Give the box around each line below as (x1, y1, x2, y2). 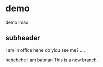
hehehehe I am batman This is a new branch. (5, 57, 98, 63)
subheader (5, 34, 40, 42)
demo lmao (5, 19, 29, 25)
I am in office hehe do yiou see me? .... (5, 47, 85, 53)
